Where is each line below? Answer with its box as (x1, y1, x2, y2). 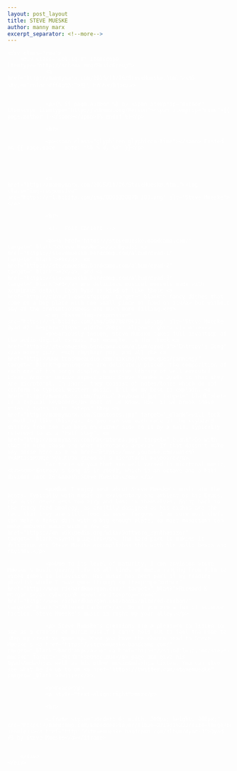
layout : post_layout (7, 10, 69, 18)
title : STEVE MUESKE (7, 17, 69, 24)
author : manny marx (7, 23, 65, 31)
